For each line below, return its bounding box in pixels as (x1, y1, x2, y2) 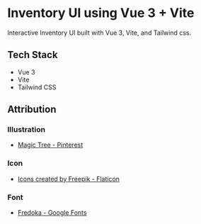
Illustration (7, 125, 46, 135)
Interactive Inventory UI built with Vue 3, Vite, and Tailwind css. (7, 28, 192, 37)
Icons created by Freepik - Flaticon (17, 174, 120, 183)
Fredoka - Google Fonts (17, 208, 87, 217)
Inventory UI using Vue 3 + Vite (7, 5, 195, 21)
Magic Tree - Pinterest (17, 140, 84, 150)
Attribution (7, 103, 57, 116)
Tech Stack (7, 49, 58, 61)
